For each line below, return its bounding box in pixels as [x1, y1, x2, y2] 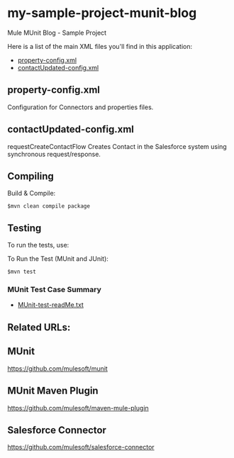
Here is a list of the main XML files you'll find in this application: [7, 42, 193, 50]
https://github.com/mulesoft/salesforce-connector [7, 443, 155, 452]
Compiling [7, 170, 55, 182]
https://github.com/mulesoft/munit [7, 364, 108, 373]
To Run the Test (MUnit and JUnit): [7, 255, 108, 263]
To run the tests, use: [7, 241, 69, 250]
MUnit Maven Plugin [7, 385, 99, 397]
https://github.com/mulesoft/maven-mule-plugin [7, 403, 149, 412]
